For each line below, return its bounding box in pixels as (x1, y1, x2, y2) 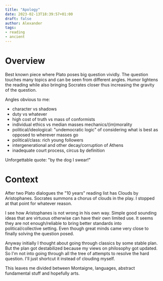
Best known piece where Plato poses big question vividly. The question (5, 71, 148, 77)
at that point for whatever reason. (5, 201, 72, 206)
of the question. (5, 87, 37, 93)
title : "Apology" (5, 7, 41, 12)
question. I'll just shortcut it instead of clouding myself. (5, 256, 115, 261)
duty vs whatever (12, 111, 47, 117)
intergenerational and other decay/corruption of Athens (12, 142, 123, 148)
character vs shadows (12, 106, 57, 112)
